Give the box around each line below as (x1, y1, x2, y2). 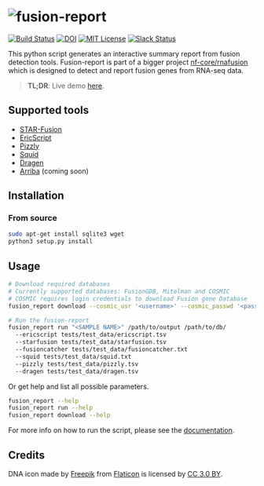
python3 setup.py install (8, 238, 93, 246)
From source (8, 213, 57, 224)
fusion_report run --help (8, 404, 93, 412)
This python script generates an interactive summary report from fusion (8, 49, 240, 58)
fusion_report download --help (8, 411, 111, 419)
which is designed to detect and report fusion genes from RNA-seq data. (8, 65, 244, 75)
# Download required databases (8, 280, 111, 288)
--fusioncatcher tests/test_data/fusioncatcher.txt (15, 345, 189, 353)
